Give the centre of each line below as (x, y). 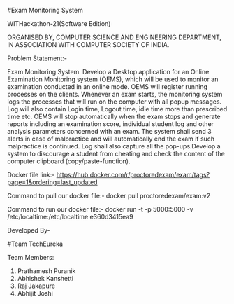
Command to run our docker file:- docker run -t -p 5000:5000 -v (100, 209)
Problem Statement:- (37, 58)
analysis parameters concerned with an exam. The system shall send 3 (109, 131)
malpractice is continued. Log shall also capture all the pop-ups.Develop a (114, 146)
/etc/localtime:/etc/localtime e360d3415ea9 (71, 217)
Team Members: (31, 257)
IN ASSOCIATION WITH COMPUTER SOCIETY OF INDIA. (88, 44)
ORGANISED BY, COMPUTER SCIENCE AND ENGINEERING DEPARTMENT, (115, 37)
